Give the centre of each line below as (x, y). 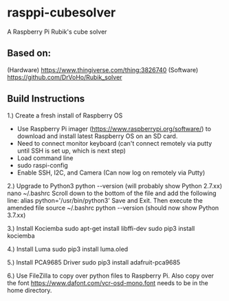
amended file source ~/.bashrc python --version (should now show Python (113, 208)
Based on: (29, 53)
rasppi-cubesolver (62, 13)
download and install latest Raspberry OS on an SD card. (97, 136)
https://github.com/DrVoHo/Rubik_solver (65, 77)
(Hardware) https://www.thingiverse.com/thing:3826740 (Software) (103, 69)
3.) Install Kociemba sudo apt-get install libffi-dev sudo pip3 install (101, 228)
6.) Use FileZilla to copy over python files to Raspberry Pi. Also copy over (111, 276)
